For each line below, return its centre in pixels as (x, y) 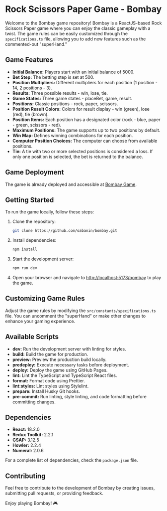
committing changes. (34, 402)
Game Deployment (35, 172)
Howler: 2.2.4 (27, 445)
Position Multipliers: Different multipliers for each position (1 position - (85, 82)
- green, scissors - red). (37, 125)
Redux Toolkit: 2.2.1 (33, 435)
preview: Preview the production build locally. (59, 359)
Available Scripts (32, 337)
